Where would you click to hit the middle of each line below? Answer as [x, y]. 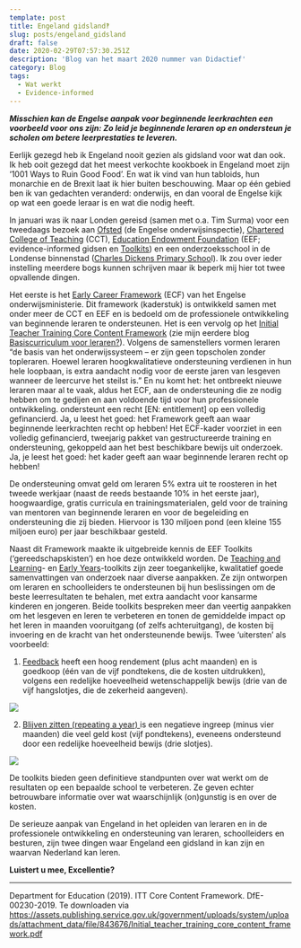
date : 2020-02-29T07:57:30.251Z [69, 51]
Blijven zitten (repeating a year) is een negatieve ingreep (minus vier [148, 724]
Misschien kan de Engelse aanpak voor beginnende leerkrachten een [141, 118]
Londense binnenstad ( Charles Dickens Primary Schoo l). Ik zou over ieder [146, 258]
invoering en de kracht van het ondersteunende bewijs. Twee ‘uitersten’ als [148, 635]
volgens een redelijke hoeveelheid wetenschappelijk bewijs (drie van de [155, 680]
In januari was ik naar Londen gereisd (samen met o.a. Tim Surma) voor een [149, 220]
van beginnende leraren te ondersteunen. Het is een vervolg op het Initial [144, 323]
